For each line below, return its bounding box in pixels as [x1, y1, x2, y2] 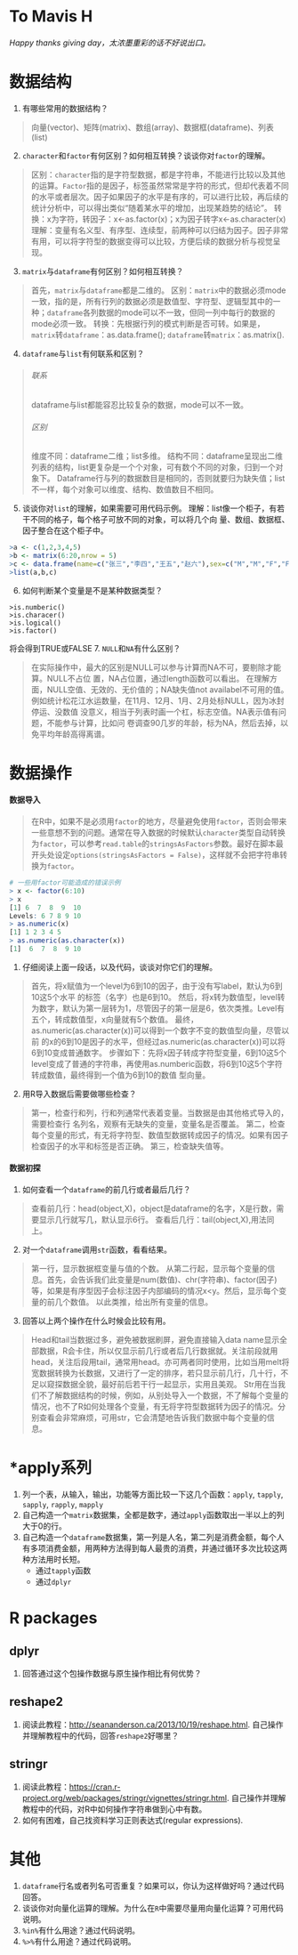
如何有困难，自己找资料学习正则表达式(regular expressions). [21, 1814, 244, 1825]
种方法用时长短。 [21, 1555, 85, 1565]
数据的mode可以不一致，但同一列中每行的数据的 [98, 307, 276, 318]
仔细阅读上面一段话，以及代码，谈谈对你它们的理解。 [21, 961, 218, 972]
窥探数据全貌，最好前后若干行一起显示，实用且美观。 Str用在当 [46, 1379, 278, 1390]
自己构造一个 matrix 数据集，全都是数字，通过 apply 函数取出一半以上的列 [21, 1510, 285, 1521]
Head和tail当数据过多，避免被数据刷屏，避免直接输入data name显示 [30, 1335, 280, 1345]
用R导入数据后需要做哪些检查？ [21, 1088, 137, 1099]
